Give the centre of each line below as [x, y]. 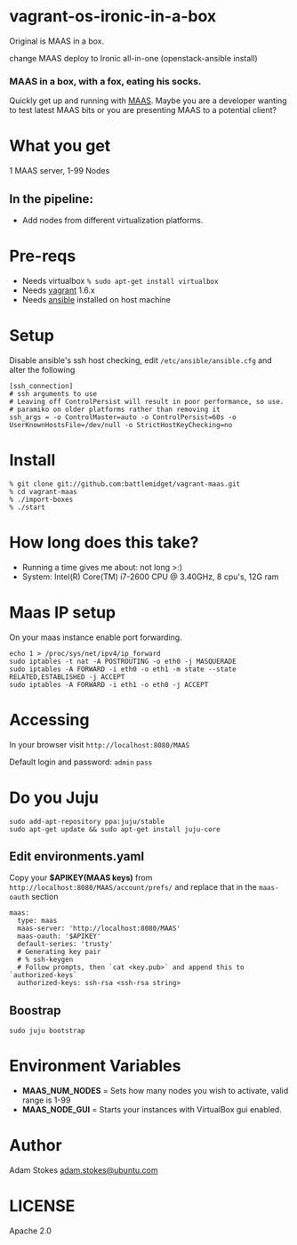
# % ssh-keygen [45, 960]
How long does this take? [104, 542]
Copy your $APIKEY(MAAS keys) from [81, 877]
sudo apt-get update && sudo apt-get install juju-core [115, 829]
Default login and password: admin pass [81, 762]
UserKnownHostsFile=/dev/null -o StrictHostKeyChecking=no [121, 424]
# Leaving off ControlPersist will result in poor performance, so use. [147, 401]
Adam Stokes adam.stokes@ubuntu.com [84, 1170]
